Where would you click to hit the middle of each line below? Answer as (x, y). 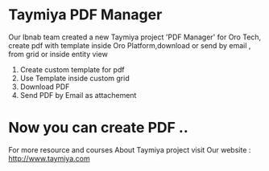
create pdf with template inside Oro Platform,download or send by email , (130, 45)
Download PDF (45, 87)
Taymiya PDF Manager (85, 15)
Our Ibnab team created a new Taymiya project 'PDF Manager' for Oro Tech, (135, 37)
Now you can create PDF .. (99, 128)
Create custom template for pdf (72, 69)
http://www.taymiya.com (49, 158)
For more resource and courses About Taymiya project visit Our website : (130, 149)
